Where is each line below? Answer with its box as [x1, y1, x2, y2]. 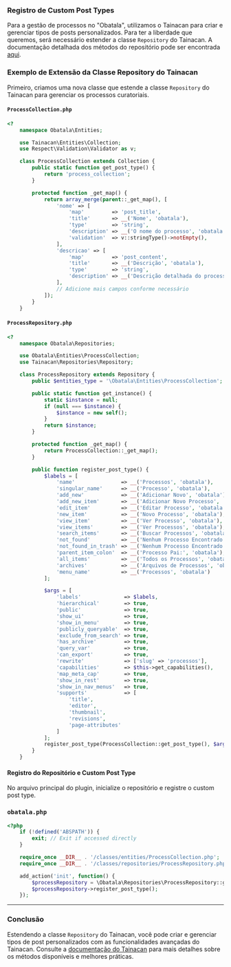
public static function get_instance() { [32, 390, 153, 397]
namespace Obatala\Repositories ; [19, 340, 115, 347]
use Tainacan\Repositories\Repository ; [19, 359, 134, 366]
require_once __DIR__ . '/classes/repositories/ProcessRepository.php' [19, 860, 229, 867]
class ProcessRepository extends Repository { [19, 371, 155, 379]
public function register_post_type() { [32, 466, 149, 473]
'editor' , [68, 703, 97, 710]
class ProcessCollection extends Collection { [19, 158, 155, 165]
